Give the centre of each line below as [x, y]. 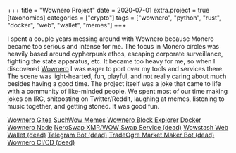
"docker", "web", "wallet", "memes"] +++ [67, 25]
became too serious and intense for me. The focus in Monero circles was [113, 46]
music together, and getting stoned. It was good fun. [83, 106]
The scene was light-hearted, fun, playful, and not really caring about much [117, 76]
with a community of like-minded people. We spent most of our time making [118, 91]
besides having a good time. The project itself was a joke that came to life [114, 84]
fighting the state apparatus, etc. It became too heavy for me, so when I [111, 61]
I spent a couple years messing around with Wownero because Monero [111, 39]
